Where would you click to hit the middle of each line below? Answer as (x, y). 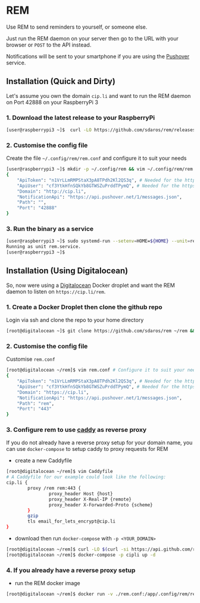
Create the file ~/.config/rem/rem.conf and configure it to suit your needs (96, 158)
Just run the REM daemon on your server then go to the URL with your (92, 38)
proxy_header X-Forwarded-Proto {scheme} (101, 505)
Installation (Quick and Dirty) (61, 81)
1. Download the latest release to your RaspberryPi (81, 117)
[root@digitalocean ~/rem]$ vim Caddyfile (60, 472)
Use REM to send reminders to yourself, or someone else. (77, 27)
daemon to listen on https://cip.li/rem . (56, 291)
